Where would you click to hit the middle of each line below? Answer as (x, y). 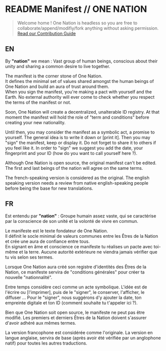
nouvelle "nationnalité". (29, 277)
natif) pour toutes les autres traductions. (46, 343)
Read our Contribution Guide (46, 33)
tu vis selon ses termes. (29, 257)
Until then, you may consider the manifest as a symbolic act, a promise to (80, 132)
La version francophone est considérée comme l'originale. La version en (79, 332)
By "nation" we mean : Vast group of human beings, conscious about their (82, 61)
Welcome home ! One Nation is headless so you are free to (77, 23)
